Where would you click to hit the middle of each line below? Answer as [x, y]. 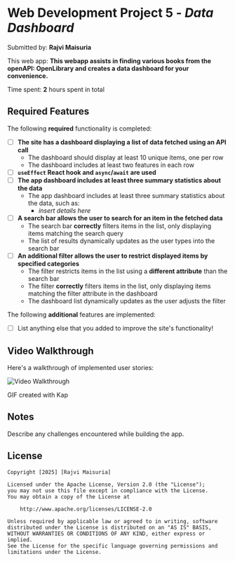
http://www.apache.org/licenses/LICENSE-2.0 [86, 509]
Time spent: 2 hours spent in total [56, 89]
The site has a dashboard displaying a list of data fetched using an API [122, 142]
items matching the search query [76, 233]
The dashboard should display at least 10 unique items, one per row [126, 157]
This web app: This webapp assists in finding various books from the [109, 60]
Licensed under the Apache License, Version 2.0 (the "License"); [106, 484]
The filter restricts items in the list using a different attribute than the [128, 271]
